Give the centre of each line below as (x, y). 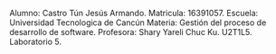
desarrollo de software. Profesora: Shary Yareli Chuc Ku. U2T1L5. (131, 32)
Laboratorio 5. (35, 41)
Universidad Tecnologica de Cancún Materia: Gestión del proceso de (138, 22)
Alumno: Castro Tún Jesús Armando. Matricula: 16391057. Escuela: (134, 13)
